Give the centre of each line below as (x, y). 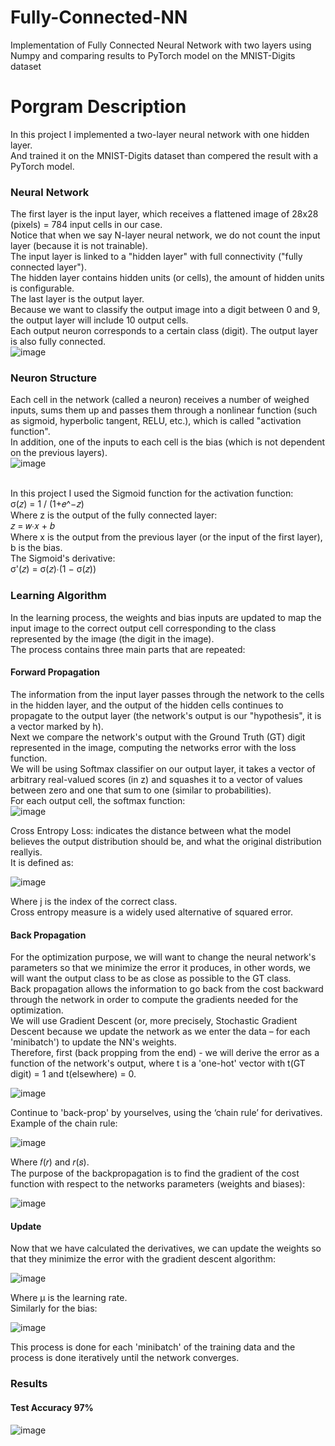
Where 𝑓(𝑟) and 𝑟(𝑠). (50, 1162)
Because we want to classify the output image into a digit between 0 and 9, (165, 310)
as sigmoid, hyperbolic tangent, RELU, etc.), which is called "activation (156, 421)
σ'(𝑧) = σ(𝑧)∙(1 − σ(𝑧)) (53, 569)
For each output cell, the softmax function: (98, 800)
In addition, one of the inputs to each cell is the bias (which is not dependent (168, 442)
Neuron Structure (54, 378)
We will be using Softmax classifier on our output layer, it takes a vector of (163, 768)
